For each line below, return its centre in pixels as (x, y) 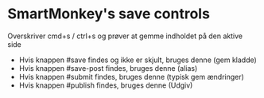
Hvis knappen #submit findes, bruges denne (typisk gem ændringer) (131, 76)
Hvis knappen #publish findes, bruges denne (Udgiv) (106, 85)
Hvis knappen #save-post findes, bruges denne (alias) (108, 68)
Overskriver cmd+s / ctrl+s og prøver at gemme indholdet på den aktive (125, 36)
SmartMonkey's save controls (109, 14)
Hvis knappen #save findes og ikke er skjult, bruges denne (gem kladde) (138, 60)
